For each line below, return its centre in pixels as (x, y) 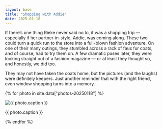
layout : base (18, 10)
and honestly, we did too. (31, 64)
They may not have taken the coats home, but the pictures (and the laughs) (81, 74)
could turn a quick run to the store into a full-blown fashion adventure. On (80, 43)
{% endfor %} (19, 122)
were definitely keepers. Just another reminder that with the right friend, (78, 78)
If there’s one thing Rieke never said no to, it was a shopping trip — (73, 33)
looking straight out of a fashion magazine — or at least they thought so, (78, 59)
